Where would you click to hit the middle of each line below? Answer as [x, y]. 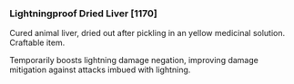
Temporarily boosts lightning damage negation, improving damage [134, 61]
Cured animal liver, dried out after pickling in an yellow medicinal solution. [147, 33]
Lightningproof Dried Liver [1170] [83, 14]
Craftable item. [37, 42]
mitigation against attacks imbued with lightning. [100, 70]
